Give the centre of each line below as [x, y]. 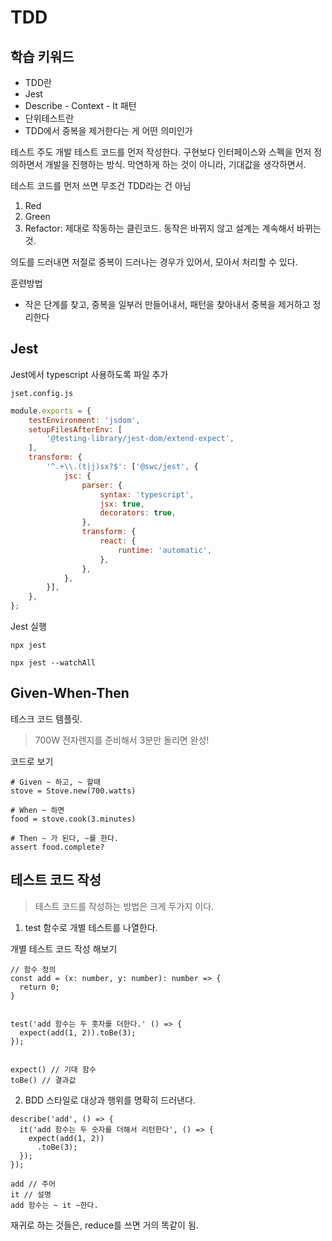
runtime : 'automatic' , [165, 550]
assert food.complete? [57, 847]
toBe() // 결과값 [43, 1080]
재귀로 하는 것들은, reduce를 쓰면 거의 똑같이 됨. [104, 1225]
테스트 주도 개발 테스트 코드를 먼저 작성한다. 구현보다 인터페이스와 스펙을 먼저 [161, 152]
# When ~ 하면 [37, 810]
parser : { [102, 485]
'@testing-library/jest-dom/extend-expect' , [140, 439]
